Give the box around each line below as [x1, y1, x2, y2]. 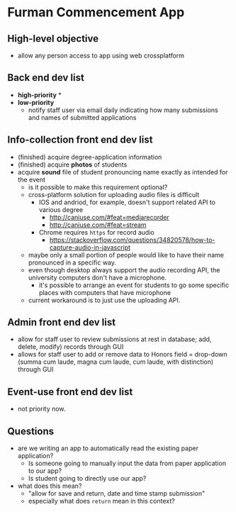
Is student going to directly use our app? [28, 474, 147, 483]
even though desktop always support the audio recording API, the [28, 265, 220, 274]
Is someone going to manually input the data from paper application [28, 459, 227, 468]
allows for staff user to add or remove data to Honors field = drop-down [17, 350, 228, 359]
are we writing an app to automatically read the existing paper [17, 444, 198, 452]
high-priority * [17, 90, 62, 99]
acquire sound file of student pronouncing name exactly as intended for [17, 167, 228, 176]
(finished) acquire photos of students [17, 160, 128, 169]
